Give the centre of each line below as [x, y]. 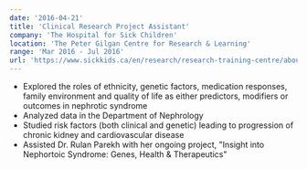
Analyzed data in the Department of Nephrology [113, 116]
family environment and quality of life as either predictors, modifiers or [155, 96]
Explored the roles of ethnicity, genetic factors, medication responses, [155, 86]
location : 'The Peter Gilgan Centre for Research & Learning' [130, 43]
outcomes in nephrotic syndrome [85, 106]
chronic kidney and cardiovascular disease [103, 135]
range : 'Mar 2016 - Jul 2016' [67, 52]
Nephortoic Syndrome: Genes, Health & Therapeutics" [125, 154]
